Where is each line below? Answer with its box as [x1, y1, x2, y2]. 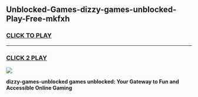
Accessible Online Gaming [6, 84, 72, 91]
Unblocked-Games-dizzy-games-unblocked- [6, 5, 177, 15]
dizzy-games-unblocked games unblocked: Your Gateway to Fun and [6, 78, 180, 85]
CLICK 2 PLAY [6, 53, 47, 62]
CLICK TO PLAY [6, 32, 52, 40]
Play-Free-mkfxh [6, 14, 70, 24]
